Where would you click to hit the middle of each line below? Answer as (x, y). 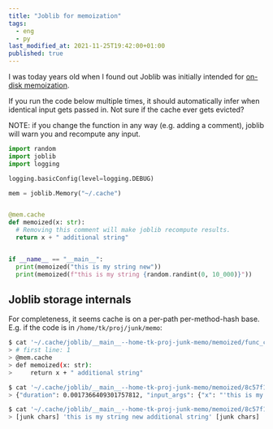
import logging (34, 164)
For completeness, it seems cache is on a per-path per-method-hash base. (134, 319)
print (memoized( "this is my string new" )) (89, 267)
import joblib (32, 156)
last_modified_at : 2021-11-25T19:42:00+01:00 (87, 46)
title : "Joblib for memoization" (65, 16)
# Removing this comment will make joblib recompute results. (123, 230)
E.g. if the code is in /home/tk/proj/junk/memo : (85, 328)
